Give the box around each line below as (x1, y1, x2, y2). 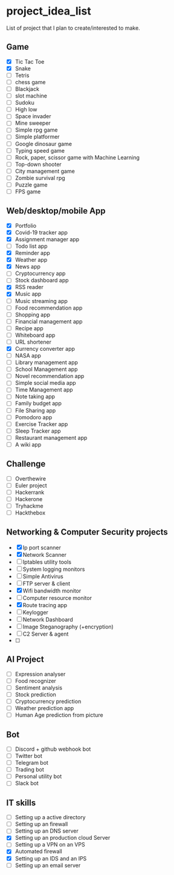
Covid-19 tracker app (14, 228, 68, 236)
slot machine (14, 92, 47, 99)
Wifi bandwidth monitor (22, 587, 82, 594)
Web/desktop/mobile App (6, 206, 106, 216)
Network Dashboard (22, 616, 74, 623)
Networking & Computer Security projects (6, 527, 168, 537)
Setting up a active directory (14, 814, 86, 821)
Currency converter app (14, 345, 76, 352)
